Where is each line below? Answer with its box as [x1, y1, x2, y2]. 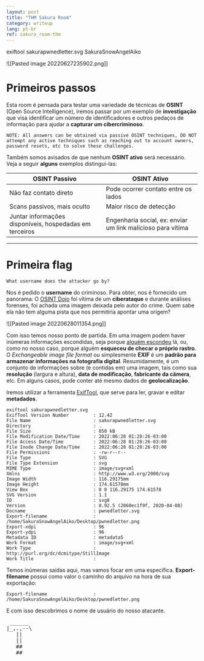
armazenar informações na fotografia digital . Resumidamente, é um [6, 358, 179, 365]
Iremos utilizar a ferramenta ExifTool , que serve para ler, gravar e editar [6, 389, 185, 396]
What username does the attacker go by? [6, 278, 110, 284]
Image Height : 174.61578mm [6, 481, 129, 487]
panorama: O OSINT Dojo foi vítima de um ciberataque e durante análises [6, 295, 191, 303]
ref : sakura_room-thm [6, 32, 61, 38]
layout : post [6, 9, 39, 15]
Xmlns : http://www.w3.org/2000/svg [6, 471, 170, 477]
